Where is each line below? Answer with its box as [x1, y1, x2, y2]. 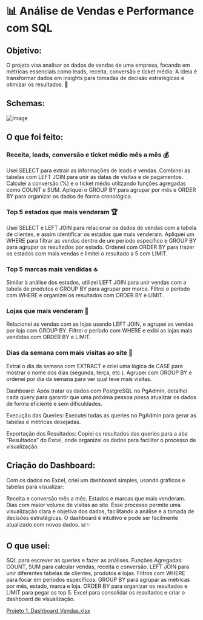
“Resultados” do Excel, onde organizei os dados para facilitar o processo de [6, 436, 196, 443]
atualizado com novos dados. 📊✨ [6, 521, 91, 528]
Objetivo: [6, 45, 42, 56]
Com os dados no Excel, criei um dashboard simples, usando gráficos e [6, 476, 185, 484]
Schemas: [6, 98, 45, 109]
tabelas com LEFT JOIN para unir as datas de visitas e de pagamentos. [6, 173, 184, 180]
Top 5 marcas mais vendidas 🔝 [6, 265, 98, 273]
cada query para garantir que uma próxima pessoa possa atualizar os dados [6, 393, 197, 400]
